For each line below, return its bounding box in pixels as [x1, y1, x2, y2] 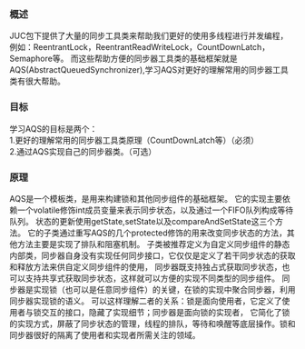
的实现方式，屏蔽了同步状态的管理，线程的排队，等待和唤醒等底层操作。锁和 [9, 318, 296, 329]
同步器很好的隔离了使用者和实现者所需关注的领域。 [9, 329, 201, 340]
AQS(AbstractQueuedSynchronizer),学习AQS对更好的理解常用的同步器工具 [9, 65, 289, 75]
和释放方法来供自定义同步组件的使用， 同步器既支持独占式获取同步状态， [9, 261, 282, 272]
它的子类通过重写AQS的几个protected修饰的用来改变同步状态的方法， [26, 227, 288, 238]
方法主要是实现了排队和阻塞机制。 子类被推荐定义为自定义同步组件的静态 [16, 238, 290, 249]
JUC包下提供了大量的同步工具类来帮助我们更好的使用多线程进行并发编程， [9, 30, 289, 42]
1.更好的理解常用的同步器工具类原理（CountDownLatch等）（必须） [9, 135, 259, 145]
